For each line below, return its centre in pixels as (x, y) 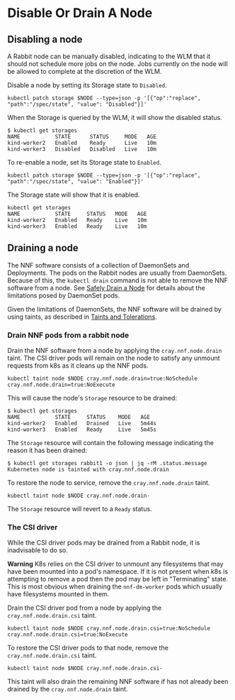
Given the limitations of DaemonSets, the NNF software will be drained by (114, 309)
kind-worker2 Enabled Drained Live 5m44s (82, 424)
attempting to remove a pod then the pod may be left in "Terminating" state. (118, 579)
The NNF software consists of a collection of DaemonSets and (98, 265)
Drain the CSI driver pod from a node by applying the (85, 608)
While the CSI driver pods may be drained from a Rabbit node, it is (104, 543)
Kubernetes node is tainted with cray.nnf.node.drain (88, 470)
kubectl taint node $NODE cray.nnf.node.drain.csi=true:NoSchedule (109, 629)
